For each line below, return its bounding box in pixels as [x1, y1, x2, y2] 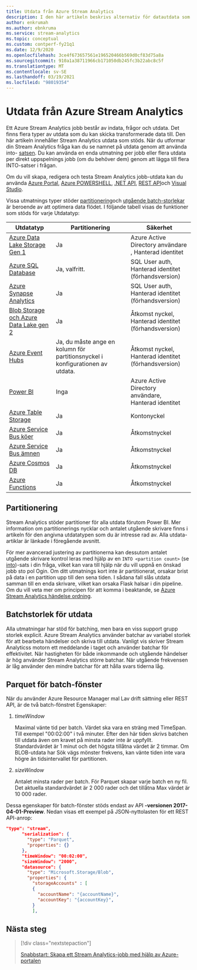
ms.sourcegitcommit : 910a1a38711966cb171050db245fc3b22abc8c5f [6, 58, 164, 63]
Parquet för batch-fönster [6, 679, 103, 689]
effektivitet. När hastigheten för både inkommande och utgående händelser [6, 650, 188, 657]
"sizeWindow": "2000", [21, 858, 77, 864]
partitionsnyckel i [55, 352, 103, 360]
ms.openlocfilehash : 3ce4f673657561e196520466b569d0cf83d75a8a [6, 52, 164, 58]
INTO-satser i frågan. [6, 162, 57, 169]
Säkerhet [146, 223, 173, 231]
